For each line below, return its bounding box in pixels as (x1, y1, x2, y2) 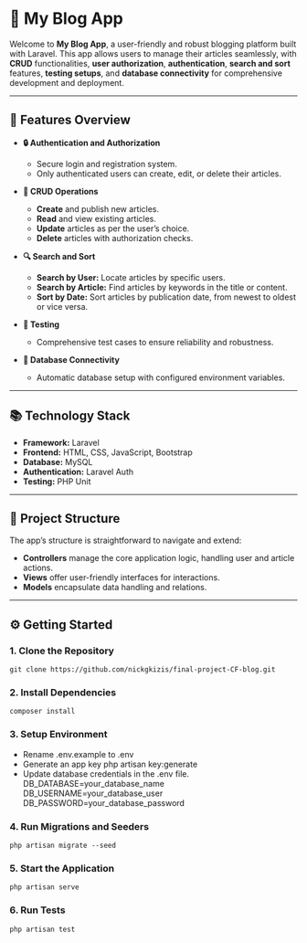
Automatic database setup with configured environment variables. (36, 372, 286, 383)
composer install (9, 707, 76, 716)
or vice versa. (36, 301, 89, 312)
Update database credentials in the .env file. (22, 768, 190, 779)
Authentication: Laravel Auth (22, 466, 134, 477)
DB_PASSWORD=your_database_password (22, 797, 185, 808)
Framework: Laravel (22, 437, 101, 448)
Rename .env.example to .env (22, 748, 134, 759)
